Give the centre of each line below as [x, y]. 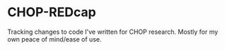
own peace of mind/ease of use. [54, 39]
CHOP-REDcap [52, 12]
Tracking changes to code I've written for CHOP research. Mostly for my [113, 32]
